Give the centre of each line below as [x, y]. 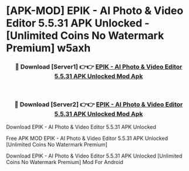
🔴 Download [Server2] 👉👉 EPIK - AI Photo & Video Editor [99, 105]
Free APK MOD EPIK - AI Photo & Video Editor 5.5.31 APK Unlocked [87, 138]
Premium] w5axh [48, 48]
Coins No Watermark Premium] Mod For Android [65, 162]
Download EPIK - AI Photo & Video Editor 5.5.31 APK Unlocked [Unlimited [94, 156]
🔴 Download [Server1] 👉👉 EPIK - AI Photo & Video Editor [99, 67]
